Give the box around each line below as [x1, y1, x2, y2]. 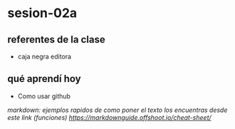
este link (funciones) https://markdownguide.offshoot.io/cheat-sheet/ [7, 113, 211, 122]
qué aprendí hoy [7, 73, 81, 85]
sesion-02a [7, 5, 78, 21]
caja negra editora [17, 52, 72, 61]
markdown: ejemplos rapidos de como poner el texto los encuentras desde [7, 105, 228, 114]
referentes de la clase [7, 33, 105, 46]
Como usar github [17, 91, 71, 100]
